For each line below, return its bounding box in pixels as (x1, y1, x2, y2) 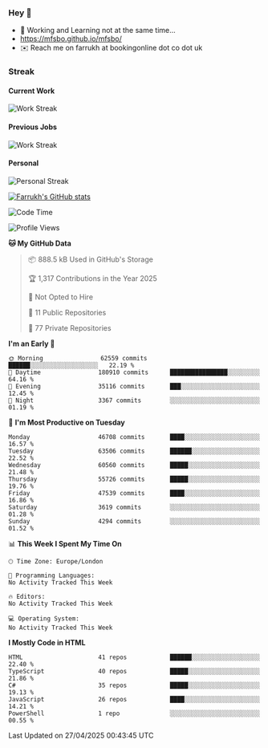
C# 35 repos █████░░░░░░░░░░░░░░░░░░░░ (8, 681, 261, 689)
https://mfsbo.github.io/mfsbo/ (19, 34, 122, 43)
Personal (8, 158, 39, 168)
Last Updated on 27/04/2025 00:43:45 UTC (8, 730, 154, 740)
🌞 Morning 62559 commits (8, 354, 148, 362)
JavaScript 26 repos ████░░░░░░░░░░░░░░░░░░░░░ (8, 695, 261, 703)
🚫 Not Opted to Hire (27, 292, 94, 302)
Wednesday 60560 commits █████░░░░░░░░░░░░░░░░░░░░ (8, 461, 261, 469)
